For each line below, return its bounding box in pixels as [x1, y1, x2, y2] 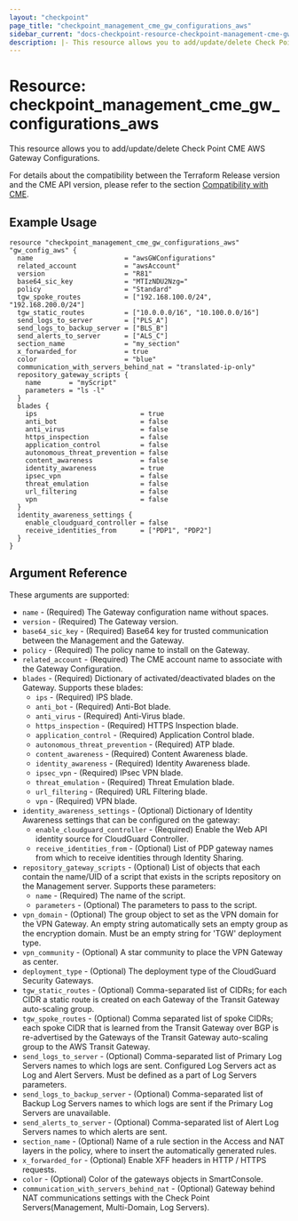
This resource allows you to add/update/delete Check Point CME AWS [9, 143, 266, 154]
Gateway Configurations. [9, 153, 100, 164]
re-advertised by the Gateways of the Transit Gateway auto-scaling [21, 1032, 269, 1042]
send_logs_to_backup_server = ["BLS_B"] [17, 324, 169, 333]
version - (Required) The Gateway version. [21, 615, 179, 627]
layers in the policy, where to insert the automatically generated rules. [21, 1145, 278, 1156]
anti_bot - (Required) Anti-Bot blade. [35, 701, 171, 711]
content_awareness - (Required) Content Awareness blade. [35, 748, 248, 759]
